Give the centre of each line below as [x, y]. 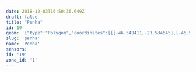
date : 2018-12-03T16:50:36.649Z [45, 11]
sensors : [17, 49]
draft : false [22, 17]
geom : [13, 33]
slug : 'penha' [23, 38]
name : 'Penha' [23, 44]
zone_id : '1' [22, 60]
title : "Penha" [24, 22]
